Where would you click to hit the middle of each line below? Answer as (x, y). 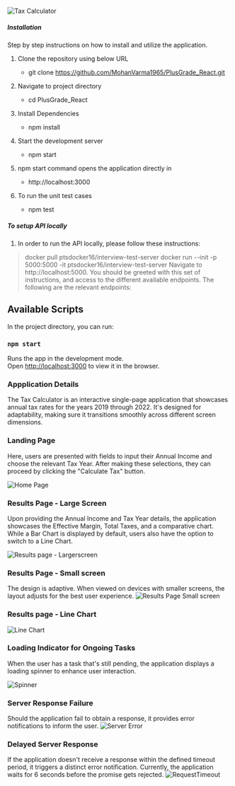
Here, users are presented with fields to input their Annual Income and (110, 456)
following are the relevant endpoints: (78, 287)
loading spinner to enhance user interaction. (72, 671)
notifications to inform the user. (53, 726)
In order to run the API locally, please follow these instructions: (109, 243)
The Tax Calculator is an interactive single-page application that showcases (118, 400)
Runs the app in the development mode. (65, 359)
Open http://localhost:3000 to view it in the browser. (84, 366)
